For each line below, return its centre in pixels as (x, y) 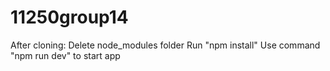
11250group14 (69, 17)
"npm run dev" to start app (65, 55)
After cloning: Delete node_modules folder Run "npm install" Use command (165, 45)
